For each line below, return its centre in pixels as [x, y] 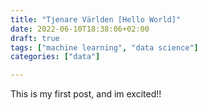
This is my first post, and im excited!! [86, 94]
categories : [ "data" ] [55, 57]
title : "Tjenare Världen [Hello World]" [96, 19]
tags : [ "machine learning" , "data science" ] [104, 47]
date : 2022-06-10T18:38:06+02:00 [80, 29]
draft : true [35, 38]
